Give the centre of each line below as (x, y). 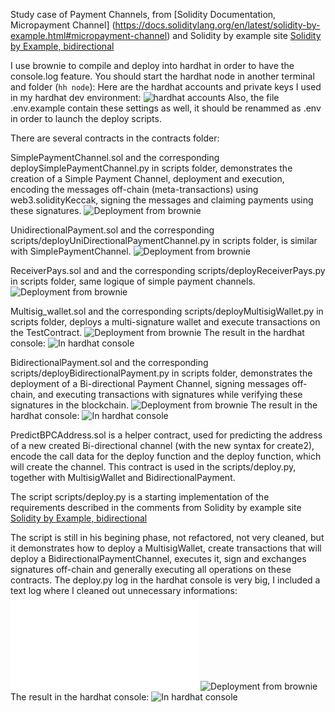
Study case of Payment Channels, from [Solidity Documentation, (143, 14)
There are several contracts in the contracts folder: (115, 138)
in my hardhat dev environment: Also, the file (145, 97)
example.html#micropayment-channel (89, 35)
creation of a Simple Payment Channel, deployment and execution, (147, 178)
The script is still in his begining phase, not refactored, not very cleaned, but (167, 537)
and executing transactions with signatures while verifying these (170, 394)
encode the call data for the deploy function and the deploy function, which (166, 456)
